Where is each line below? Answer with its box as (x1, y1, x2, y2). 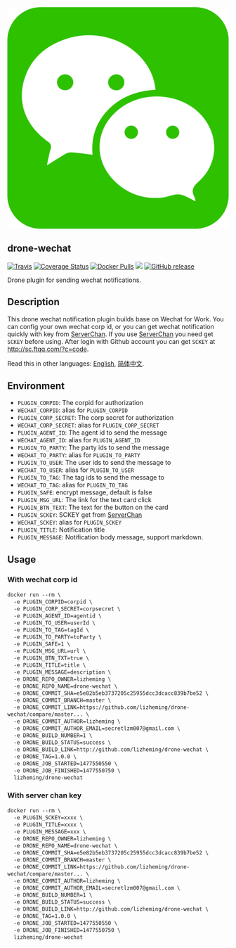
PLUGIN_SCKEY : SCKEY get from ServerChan (17, 511, 143, 519)
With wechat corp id (7, 575, 78, 584)
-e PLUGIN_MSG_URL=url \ (13, 648, 86, 655)
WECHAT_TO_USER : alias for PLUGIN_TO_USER (17, 466, 135, 474)
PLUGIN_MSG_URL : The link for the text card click (17, 496, 152, 504)
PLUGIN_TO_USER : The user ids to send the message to (17, 459, 171, 467)
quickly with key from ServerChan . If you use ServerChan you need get (7, 330, 214, 338)
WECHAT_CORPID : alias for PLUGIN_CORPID (17, 406, 129, 414)
